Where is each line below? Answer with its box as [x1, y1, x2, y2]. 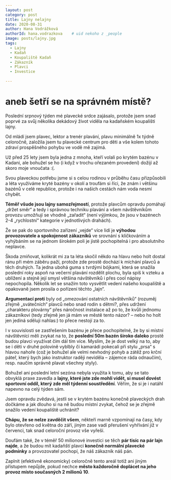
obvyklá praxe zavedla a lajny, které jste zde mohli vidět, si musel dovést [5, 375, 161, 381]
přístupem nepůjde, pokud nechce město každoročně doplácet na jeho [5, 463, 157, 469]
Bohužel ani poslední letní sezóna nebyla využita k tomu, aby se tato [5, 369, 149, 375]
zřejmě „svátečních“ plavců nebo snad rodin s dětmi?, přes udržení [5, 301, 146, 307]
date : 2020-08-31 [5, 21, 42, 27]
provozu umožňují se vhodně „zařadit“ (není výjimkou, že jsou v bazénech [5, 212, 161, 218]
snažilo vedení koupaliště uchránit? [5, 407, 79, 413]
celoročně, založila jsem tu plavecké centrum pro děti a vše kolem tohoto [5, 139, 159, 145]
